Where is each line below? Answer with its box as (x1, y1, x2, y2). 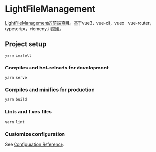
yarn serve (5, 75, 27, 80)
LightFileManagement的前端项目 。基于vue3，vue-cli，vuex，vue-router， (5, 20, 154, 26)
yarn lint (5, 119, 25, 124)
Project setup (5, 40, 47, 49)
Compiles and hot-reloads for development (5, 64, 109, 71)
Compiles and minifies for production (5, 86, 94, 93)
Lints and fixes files (5, 109, 52, 115)
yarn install (5, 53, 31, 58)
